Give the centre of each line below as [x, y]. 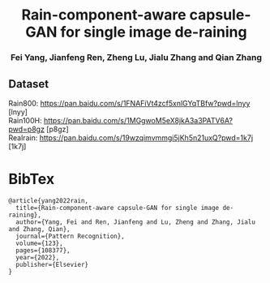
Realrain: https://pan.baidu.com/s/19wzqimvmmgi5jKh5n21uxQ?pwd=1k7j [131, 137]
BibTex [32, 179]
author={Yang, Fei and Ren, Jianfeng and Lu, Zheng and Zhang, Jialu [135, 222]
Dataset [29, 84]
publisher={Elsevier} [52, 264]
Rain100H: [25, 120]
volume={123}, [39, 243]
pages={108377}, [43, 250]
